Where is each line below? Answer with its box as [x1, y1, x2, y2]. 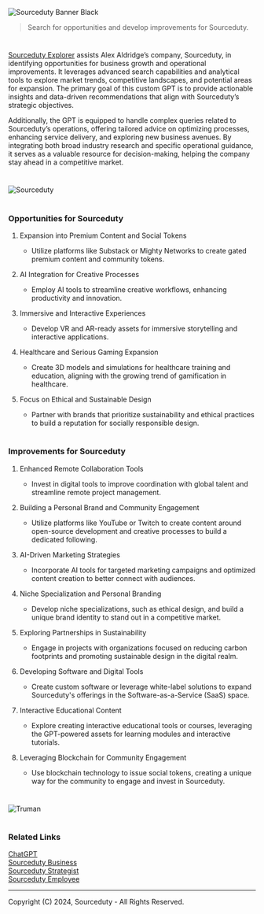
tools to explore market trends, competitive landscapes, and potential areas [8, 76, 253, 85]
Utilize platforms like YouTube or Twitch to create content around [31, 518, 242, 527]
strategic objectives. [8, 101, 75, 110]
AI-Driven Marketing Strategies [19, 550, 120, 559]
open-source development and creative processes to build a [31, 526, 228, 535]
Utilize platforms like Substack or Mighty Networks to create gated [31, 246, 247, 255]
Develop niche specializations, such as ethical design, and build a [31, 604, 244, 613]
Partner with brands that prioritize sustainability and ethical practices [31, 409, 255, 419]
